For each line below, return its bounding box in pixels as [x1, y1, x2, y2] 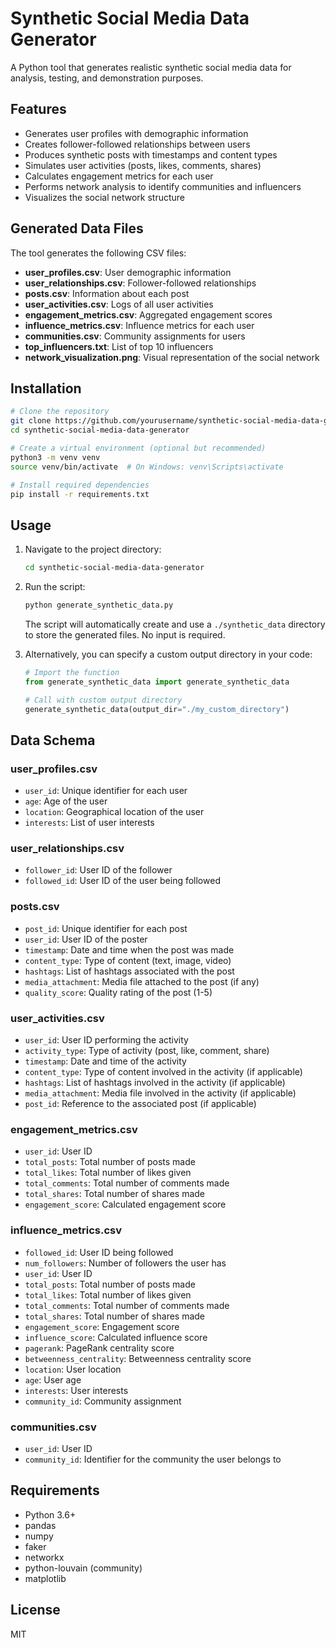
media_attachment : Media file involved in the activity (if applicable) [24, 1087, 297, 1099]
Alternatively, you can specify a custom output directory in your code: [24, 648, 313, 660]
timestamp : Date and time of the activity [24, 1055, 187, 1067]
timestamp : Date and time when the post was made [24, 943, 235, 956]
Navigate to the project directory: [24, 543, 162, 556]
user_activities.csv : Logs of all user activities [24, 298, 214, 310]
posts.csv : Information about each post [24, 287, 190, 299]
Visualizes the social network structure [24, 191, 185, 203]
